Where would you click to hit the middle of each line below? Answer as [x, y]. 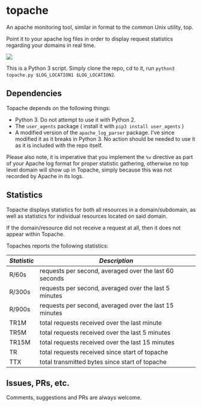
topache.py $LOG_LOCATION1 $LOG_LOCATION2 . [61, 74]
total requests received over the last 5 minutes [105, 332]
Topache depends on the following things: [58, 108]
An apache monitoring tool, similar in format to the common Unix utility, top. [100, 27]
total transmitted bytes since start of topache [103, 362]
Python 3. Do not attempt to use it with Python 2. [75, 120]
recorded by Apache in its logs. [45, 176]
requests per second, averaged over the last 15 [107, 305]
